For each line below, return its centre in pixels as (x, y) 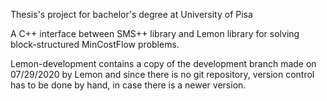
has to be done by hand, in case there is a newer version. (128, 85)
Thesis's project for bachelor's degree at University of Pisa (131, 14)
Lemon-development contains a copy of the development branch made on (163, 63)
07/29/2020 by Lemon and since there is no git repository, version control (162, 74)
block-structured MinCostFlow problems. (95, 44)
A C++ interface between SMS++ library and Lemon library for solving (155, 33)
